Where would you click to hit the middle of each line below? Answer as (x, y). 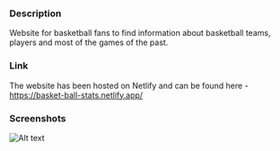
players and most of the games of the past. (89, 42)
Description (35, 13)
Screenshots (38, 118)
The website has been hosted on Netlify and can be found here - (129, 85)
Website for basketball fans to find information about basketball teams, (140, 33)
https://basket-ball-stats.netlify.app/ (76, 95)
